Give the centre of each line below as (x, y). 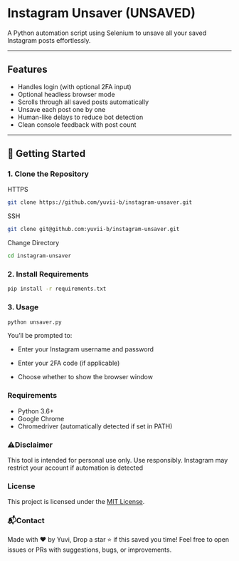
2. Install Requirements (48, 274)
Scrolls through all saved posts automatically (83, 102)
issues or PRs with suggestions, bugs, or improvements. (90, 550)
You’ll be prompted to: (40, 336)
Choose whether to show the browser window (85, 377)
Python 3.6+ (36, 411)
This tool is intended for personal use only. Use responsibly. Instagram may (118, 460)
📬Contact (26, 520)
